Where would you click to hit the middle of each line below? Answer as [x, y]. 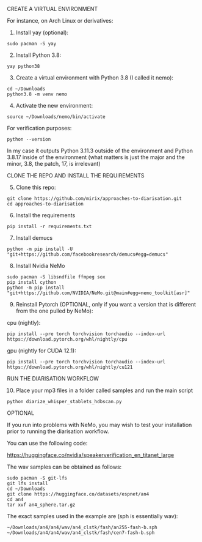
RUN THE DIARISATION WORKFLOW [53, 378]
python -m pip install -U [40, 249]
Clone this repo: [36, 187]
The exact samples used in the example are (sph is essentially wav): [92, 516]
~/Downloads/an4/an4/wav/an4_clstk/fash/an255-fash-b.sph [82, 527]
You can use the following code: [47, 443]
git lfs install [27, 483]
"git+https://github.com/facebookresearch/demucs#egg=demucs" [88, 254]
